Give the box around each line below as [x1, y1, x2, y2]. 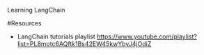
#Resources [7, 19, 42, 27]
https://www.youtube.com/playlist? [96, 32, 197, 41]
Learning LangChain [7, 6, 65, 14]
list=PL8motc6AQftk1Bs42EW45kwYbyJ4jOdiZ [17, 40, 152, 47]
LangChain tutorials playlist [17, 32, 95, 41]
